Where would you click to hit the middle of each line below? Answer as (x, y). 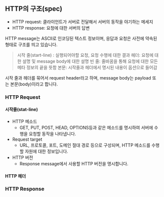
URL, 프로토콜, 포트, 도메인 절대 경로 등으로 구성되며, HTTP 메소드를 (85, 145)
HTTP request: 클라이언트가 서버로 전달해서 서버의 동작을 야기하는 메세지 (82, 22)
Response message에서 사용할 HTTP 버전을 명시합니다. (74, 163)
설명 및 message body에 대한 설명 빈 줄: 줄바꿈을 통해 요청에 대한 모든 (90, 61)
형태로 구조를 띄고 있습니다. (31, 44)
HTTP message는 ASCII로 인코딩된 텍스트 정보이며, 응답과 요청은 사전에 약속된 (81, 38)
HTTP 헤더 (15, 176)
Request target (27, 139)
